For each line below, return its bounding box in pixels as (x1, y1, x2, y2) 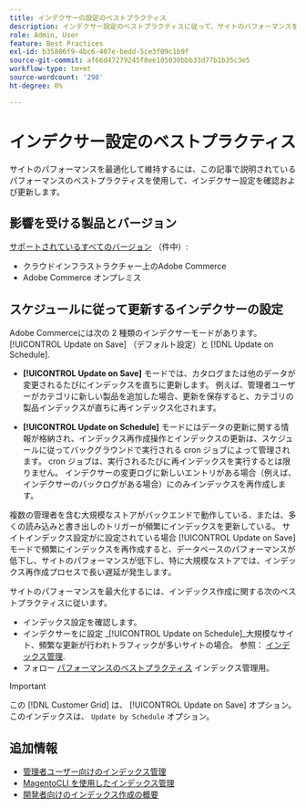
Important (9, 681, 46, 692)
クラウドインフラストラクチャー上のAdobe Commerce (22, 261, 227, 272)
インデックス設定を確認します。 (22, 617, 142, 628)
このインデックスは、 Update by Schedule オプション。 (9, 711, 215, 722)
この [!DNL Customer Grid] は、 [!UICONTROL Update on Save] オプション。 (9, 699, 297, 710)
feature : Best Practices (9, 38, 104, 48)
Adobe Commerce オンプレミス (22, 272, 142, 283)
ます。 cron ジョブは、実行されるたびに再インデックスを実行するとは (22, 456, 283, 467)
